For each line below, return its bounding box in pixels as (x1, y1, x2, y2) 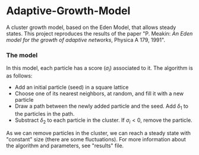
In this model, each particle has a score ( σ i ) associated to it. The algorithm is (6, 64, 193, 73)
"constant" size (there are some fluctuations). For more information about (6, 135, 186, 143)
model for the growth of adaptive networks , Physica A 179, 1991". (6, 36, 165, 43)
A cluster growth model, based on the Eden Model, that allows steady (6, 24, 176, 31)
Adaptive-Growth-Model (6, 4, 131, 18)
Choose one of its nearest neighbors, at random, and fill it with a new (14, 90, 184, 97)
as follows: (6, 72, 33, 79)
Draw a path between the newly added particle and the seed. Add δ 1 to (14, 102, 189, 111)
